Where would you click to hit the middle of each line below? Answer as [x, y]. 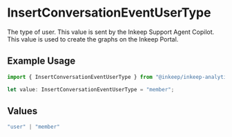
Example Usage [41, 61]
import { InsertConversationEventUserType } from [80, 77]
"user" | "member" [33, 127]
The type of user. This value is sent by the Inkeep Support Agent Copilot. [111, 32]
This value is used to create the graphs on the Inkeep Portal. [93, 39]
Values [22, 111]
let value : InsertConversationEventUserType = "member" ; [91, 89]
